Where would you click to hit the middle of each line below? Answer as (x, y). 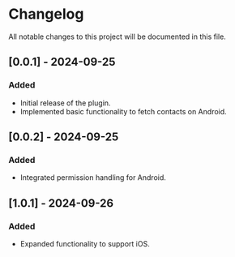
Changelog (46, 14)
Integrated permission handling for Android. (93, 178)
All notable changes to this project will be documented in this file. (117, 36)
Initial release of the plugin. (65, 103)
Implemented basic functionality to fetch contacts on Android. (123, 111)
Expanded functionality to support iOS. (85, 244)
